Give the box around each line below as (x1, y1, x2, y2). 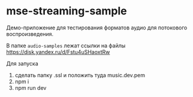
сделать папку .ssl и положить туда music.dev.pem (14, 71, 146, 78)
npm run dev (14, 84, 47, 91)
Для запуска (6, 60, 39, 67)
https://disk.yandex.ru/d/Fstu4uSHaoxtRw (6, 48, 110, 55)
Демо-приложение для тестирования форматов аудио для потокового (6, 24, 188, 31)
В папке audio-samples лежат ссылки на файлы (6, 42, 126, 49)
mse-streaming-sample (6, 4, 127, 18)
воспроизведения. (6, 30, 54, 37)
